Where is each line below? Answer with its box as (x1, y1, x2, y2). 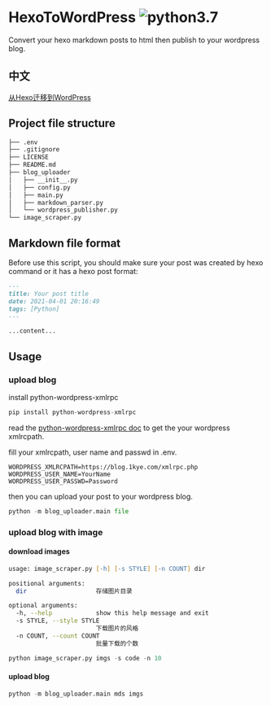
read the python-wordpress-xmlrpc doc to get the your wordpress (8, 423, 230, 433)
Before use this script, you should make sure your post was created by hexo (8, 258, 264, 268)
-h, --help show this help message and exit (15, 609, 209, 617)
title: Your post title (8, 290, 90, 298)
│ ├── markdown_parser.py (8, 198, 104, 207)
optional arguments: (8, 602, 79, 610)
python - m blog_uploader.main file (8, 507, 129, 516)
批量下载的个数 (95, 639, 139, 647)
